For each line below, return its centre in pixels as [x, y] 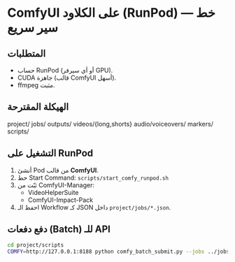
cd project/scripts [36, 245]
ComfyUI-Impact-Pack [60, 200]
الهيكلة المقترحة [38, 107]
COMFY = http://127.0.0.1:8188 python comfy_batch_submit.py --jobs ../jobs [119, 252]
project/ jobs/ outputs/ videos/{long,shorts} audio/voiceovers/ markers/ [110, 124]
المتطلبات [27, 53]
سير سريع [33, 28]
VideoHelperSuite [53, 192]
